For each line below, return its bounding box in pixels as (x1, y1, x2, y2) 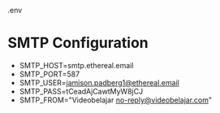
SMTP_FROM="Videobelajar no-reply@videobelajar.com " (19, 95, 213, 105)
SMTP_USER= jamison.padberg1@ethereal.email (19, 77, 179, 87)
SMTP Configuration (7, 34, 149, 52)
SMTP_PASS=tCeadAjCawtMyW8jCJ (19, 86, 144, 96)
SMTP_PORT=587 (19, 69, 80, 79)
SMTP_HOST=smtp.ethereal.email (19, 60, 134, 70)
